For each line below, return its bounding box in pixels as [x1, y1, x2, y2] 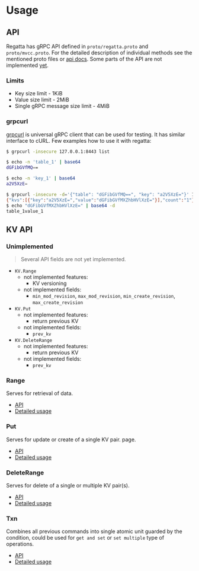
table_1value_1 [6, 208, 44, 214]
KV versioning [32, 280, 67, 287]
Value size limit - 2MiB [14, 96, 69, 104]
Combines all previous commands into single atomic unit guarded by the [6, 528, 182, 535]
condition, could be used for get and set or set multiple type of [6, 534, 165, 541]
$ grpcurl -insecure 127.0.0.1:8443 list [6, 149, 110, 155]
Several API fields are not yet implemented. [20, 256, 126, 263]
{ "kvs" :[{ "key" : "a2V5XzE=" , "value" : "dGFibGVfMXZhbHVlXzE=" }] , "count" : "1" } [6, 197, 195, 203]
